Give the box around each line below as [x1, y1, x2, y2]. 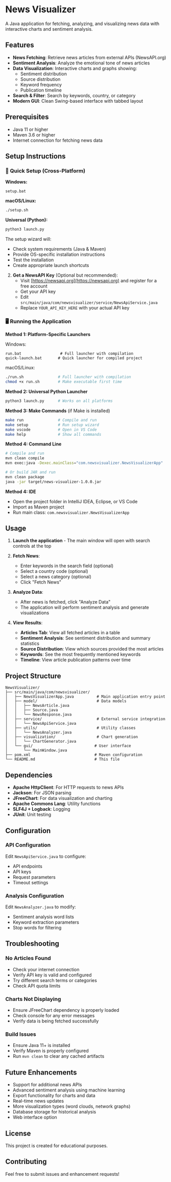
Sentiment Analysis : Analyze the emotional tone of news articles [12, 60, 150, 66]
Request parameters [12, 874, 56, 880]
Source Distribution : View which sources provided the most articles [20, 646, 164, 652]
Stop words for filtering [12, 925, 62, 931]
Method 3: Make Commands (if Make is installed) [5, 408, 111, 414]
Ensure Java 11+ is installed [12, 1042, 70, 1049]
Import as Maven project [12, 504, 65, 510]
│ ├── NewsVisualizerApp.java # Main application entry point [5, 694, 166, 699]
